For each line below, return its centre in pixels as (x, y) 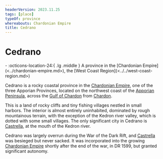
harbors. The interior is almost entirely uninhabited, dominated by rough (78, 111)
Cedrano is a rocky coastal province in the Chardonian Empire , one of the (79, 86)
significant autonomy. (27, 151)
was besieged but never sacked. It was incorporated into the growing (75, 141)
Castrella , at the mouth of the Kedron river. (48, 126)
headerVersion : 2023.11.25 (33, 10)
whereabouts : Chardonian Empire (38, 23)
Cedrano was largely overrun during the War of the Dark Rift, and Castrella (80, 136)
